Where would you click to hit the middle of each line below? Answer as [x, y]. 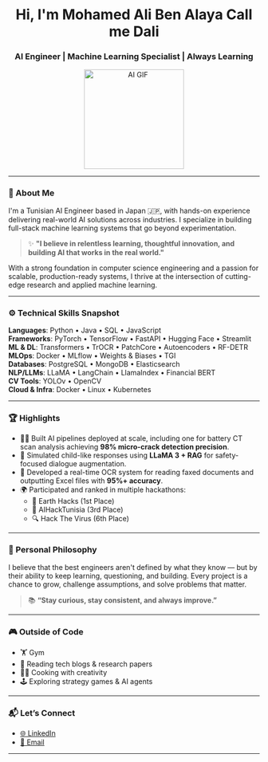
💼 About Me [32, 193]
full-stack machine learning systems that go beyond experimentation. [122, 228]
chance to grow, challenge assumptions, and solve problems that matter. [128, 584]
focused [33, 464]
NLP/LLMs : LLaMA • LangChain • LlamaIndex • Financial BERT [112, 373]
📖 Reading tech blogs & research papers [86, 664]
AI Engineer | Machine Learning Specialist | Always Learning [134, 57]
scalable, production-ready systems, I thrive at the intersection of [116, 276]
